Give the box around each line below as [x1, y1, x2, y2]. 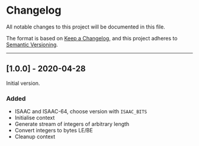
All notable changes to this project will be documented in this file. [6, 23, 166, 30]
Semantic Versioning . [6, 41, 58, 48]
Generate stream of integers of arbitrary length [14, 120, 130, 128]
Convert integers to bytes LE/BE [14, 127, 93, 134]
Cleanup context [14, 133, 56, 140]
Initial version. [6, 80, 40, 87]
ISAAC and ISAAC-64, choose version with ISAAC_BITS [14, 108, 147, 115]
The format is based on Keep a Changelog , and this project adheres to [6, 34, 178, 42]
